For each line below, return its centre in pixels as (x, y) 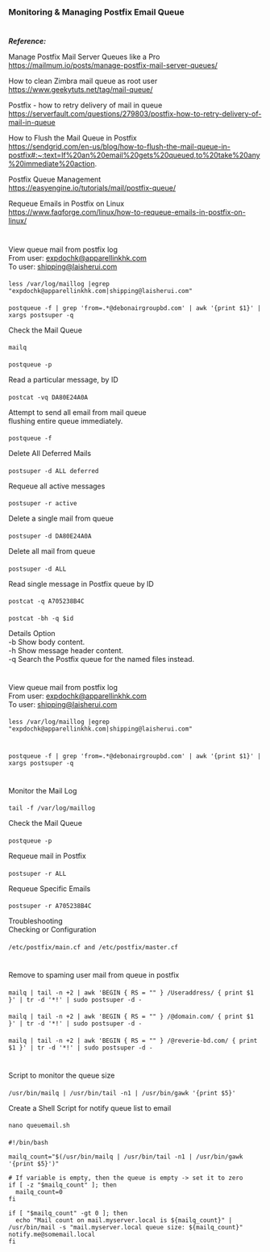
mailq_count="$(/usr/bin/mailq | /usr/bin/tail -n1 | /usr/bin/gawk (126, 1157)
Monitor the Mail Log (43, 790)
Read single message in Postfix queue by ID (81, 584)
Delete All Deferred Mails (50, 454)
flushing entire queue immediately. (66, 421)
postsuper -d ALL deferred (54, 471)
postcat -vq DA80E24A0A (48, 397)
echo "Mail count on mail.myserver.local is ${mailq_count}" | (124, 1220)
